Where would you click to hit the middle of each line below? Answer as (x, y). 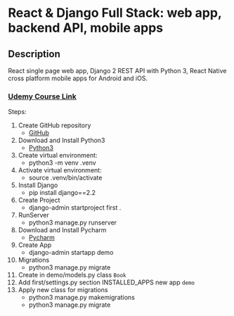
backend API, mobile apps (86, 28)
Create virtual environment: (58, 156)
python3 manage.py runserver (73, 222)
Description (34, 54)
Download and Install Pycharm (62, 230)
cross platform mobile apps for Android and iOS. (78, 78)
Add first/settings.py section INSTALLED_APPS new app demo (106, 282)
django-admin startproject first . (75, 208)
